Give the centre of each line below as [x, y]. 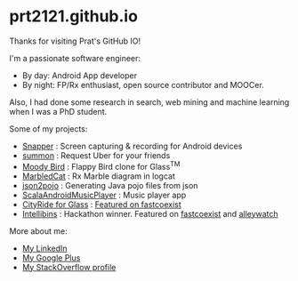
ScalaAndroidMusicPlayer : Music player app [104, 195]
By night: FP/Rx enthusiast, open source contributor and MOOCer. [143, 84]
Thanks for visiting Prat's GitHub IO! [75, 41]
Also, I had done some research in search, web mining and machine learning [149, 102]
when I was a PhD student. [58, 111]
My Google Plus [51, 257]
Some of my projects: [48, 128]
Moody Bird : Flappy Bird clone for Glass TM [101, 165]
